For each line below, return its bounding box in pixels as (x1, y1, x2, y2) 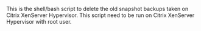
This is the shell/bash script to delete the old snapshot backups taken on (6, 5, 189, 12)
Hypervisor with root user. (6, 18, 72, 25)
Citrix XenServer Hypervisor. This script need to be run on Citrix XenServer (6, 12, 195, 19)
